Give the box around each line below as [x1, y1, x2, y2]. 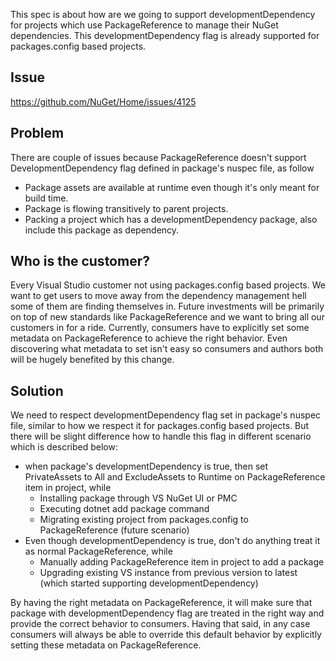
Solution [10, 382, 64, 399]
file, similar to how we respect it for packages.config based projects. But [10, 420, 310, 432]
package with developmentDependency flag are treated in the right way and [10, 607, 325, 619]
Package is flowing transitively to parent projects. [24, 202, 229, 214]
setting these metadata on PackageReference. [10, 639, 202, 651]
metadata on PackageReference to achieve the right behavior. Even [10, 332, 288, 344]
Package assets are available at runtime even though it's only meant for [24, 181, 320, 193]
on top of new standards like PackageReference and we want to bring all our [10, 311, 325, 323]
